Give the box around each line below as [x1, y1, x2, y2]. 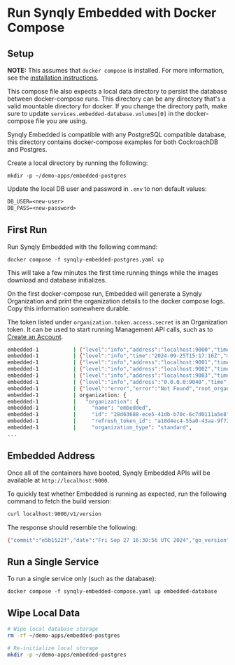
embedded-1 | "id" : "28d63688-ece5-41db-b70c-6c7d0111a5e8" [7, 411, 230, 418]
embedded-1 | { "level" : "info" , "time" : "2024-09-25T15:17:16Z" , [7, 352, 224, 359]
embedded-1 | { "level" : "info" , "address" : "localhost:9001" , [7, 359, 215, 366]
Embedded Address [7, 450, 96, 462]
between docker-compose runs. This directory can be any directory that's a [7, 94, 226, 103]
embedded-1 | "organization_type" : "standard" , [7, 424, 192, 431]
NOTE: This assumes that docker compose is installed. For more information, [7, 66, 225, 74]
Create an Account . [7, 332, 64, 341]
